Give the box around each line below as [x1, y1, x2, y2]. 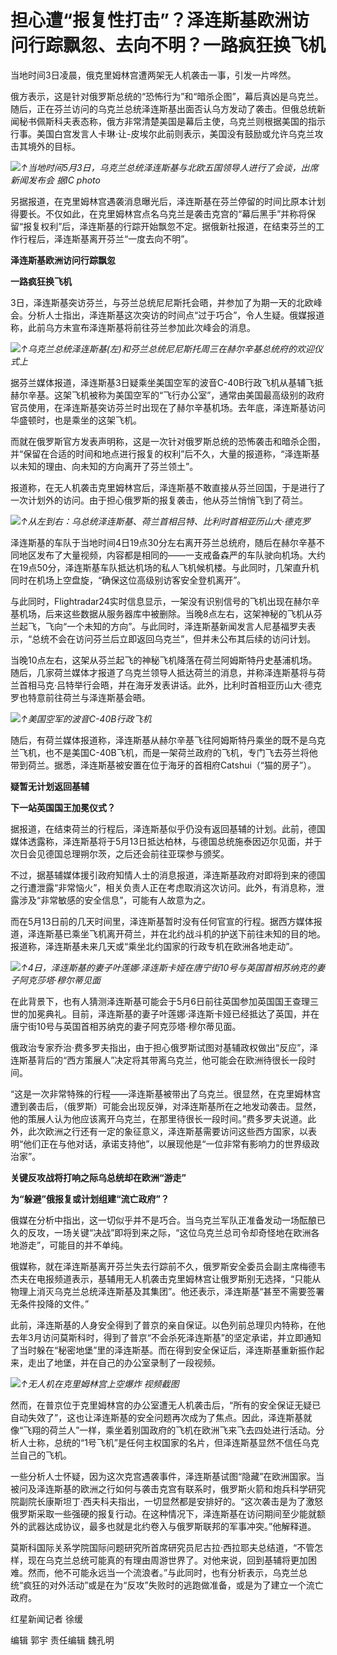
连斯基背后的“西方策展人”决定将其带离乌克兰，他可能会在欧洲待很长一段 [10, 1054, 308, 1066]
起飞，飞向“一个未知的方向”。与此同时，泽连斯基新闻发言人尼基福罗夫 [18, 620, 308, 632]
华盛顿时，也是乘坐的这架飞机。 [10, 414, 142, 426]
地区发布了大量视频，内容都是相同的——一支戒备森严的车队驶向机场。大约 [18, 549, 326, 561]
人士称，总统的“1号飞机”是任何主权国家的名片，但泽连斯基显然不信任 [18, 1436, 303, 1448]
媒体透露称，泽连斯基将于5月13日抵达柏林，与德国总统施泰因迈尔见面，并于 [10, 835, 323, 847]
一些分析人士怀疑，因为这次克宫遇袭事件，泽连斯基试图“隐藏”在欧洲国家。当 [10, 1470, 325, 1482]
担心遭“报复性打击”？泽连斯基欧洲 [10, 9, 293, 32]
